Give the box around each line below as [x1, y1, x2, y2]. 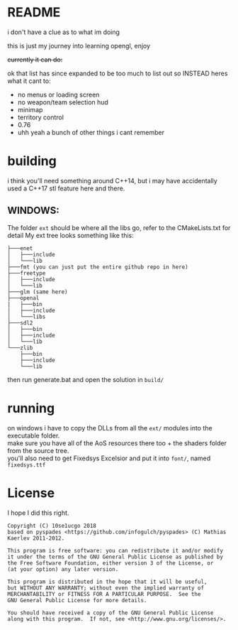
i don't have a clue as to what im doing [7, 28, 120, 36]
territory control [17, 113, 64, 121]
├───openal [7, 294, 40, 302]
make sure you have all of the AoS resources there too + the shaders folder [7, 438, 227, 447]
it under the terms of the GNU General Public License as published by [7, 553, 223, 560]
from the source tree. [7, 446, 69, 455]
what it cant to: [7, 76, 51, 85]
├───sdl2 [7, 319, 33, 327]
